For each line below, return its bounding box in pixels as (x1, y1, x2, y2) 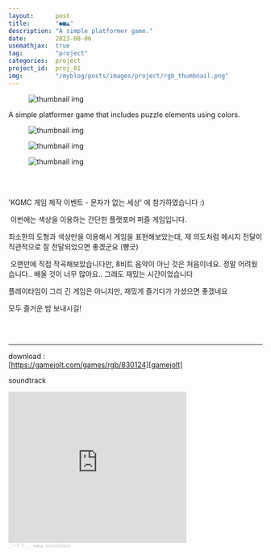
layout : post (8, 11, 70, 20)
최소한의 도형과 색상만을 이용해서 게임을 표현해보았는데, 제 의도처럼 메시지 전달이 (8, 232, 263, 241)
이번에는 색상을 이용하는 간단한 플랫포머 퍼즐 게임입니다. (10, 215, 187, 224)
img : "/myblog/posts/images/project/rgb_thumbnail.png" (8, 72, 229, 80)
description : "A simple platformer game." (8, 27, 153, 35)
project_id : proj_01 (8, 65, 81, 73)
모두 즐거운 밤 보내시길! (8, 303, 82, 313)
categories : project (8, 57, 81, 65)
